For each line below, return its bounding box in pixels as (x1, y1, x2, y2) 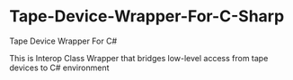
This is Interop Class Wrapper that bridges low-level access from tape (9, 52, 269, 63)
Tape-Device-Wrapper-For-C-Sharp (9, 6, 285, 27)
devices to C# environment (9, 62, 110, 73)
